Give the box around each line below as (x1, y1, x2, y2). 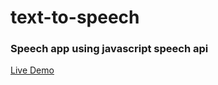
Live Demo (10, 64, 55, 76)
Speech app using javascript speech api (10, 42, 209, 56)
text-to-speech (10, 6, 140, 29)
